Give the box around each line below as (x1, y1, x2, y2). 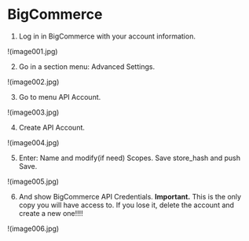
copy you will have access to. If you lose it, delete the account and (18, 200, 235, 210)
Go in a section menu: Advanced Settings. (18, 61, 155, 71)
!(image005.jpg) (7, 177, 60, 186)
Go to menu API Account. (18, 92, 101, 101)
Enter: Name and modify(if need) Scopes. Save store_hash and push (18, 153, 241, 162)
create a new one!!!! (18, 208, 83, 217)
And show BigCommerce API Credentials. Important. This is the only (18, 192, 241, 201)
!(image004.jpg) (7, 137, 60, 147)
